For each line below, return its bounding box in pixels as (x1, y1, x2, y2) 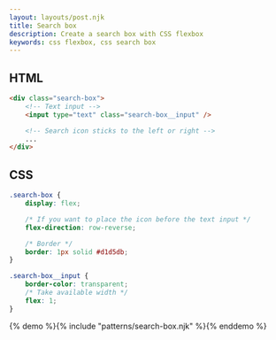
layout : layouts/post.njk (9, 12, 104, 22)
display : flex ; (25, 199, 81, 208)
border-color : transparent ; (25, 280, 128, 289)
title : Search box (9, 21, 77, 30)
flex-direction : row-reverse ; (25, 223, 137, 232)
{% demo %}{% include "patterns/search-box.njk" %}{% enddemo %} (9, 321, 267, 331)
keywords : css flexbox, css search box (9, 37, 157, 47)
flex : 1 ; (25, 296, 57, 305)
